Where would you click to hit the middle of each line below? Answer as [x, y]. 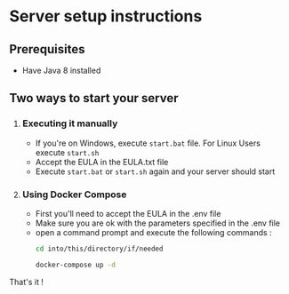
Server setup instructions [106, 16]
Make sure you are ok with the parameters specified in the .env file [158, 223]
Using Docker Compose [74, 195]
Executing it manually [70, 123]
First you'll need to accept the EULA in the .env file [128, 213]
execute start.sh [67, 152]
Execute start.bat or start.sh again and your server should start [155, 171]
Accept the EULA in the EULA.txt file [102, 162]
